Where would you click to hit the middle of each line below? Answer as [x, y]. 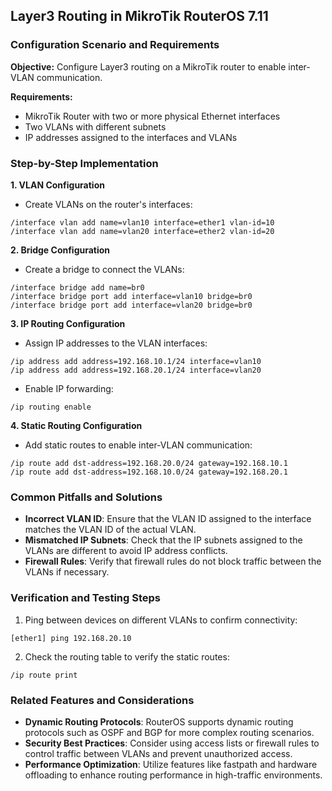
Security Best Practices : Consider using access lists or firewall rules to [172, 743]
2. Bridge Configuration [60, 250]
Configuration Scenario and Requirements [115, 45]
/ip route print [44, 675]
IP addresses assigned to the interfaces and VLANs [131, 137]
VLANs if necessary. [67, 572]
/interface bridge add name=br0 [77, 287]
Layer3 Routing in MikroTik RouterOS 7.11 [139, 16]
